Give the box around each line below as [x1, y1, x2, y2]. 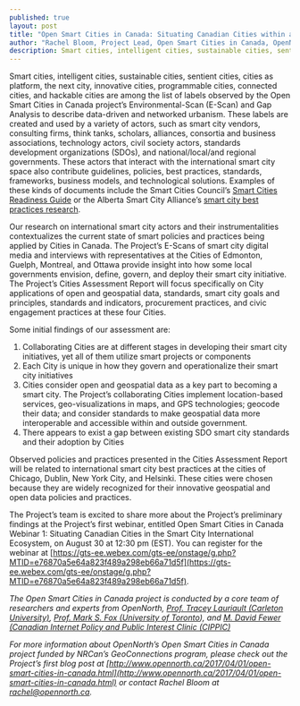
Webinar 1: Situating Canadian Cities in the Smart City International [9, 529, 254, 540]
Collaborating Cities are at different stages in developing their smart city [21, 342, 287, 353]
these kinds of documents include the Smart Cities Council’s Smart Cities [9, 185, 279, 196]
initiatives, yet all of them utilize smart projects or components [21, 351, 252, 362]
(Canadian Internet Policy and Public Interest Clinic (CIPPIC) [9, 622, 231, 633]
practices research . [9, 204, 81, 215]
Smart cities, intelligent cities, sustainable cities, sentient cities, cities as [9, 71, 274, 81]
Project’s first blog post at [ [9, 659, 110, 669]
